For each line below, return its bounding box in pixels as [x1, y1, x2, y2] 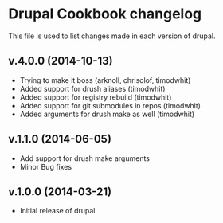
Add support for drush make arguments [19, 153, 150, 163]
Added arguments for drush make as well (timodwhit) [19, 109, 195, 119]
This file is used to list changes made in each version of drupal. [8, 31, 216, 41]
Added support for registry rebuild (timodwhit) [19, 92, 172, 102]
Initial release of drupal [19, 206, 96, 216]
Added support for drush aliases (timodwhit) [19, 84, 166, 93]
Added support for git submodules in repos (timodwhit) [19, 100, 201, 110]
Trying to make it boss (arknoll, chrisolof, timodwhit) [19, 75, 191, 84]
